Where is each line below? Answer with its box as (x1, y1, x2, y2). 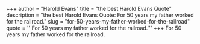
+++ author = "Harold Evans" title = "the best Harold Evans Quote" (6, 5, 172, 12)
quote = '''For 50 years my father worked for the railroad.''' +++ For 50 (6, 24, 182, 31)
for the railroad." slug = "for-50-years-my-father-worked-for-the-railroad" (6, 18, 190, 25)
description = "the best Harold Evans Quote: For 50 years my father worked (6, 11, 194, 19)
